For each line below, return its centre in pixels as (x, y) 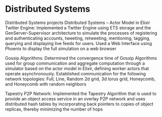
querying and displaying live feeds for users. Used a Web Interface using (79, 43)
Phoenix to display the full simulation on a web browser (61, 48)
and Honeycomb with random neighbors (46, 84)
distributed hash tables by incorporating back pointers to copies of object (79, 104)
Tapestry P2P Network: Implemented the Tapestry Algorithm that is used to (81, 94)
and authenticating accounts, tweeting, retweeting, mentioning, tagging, (78, 38)
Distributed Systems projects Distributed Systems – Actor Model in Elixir (78, 23)
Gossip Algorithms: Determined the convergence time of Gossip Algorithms (81, 58)
